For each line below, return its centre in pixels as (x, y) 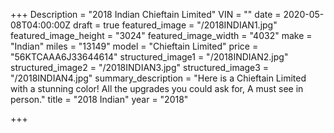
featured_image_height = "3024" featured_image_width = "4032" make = (161, 35)
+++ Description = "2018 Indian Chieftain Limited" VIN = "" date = (146, 14)
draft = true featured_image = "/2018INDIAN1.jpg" (175, 25)
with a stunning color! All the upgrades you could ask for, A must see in (157, 88)
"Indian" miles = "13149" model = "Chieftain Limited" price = (134, 46)
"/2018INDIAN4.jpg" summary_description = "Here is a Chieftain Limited (158, 78)
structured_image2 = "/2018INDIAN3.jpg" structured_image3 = (140, 67)
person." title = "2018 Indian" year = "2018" (99, 99)
